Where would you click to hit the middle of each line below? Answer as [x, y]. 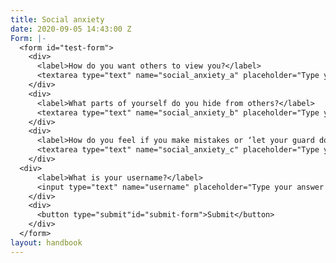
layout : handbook [46, 242]
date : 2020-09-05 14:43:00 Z [71, 29]
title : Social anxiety [57, 19]
